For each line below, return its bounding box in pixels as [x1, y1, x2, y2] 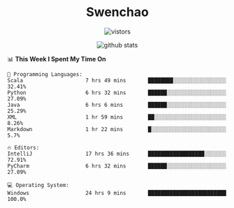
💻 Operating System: [7, 181, 70, 188]
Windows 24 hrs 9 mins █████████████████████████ [7, 189, 227, 196]
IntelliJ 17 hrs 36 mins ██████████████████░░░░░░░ [7, 150, 227, 157]
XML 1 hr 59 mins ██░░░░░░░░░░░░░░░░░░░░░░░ [7, 113, 227, 121]
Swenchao [86, 4, 149, 20]
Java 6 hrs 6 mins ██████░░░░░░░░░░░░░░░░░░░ [7, 101, 227, 108]
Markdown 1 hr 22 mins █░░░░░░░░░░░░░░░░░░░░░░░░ [7, 126, 227, 133]
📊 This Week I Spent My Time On [7, 54, 106, 63]
